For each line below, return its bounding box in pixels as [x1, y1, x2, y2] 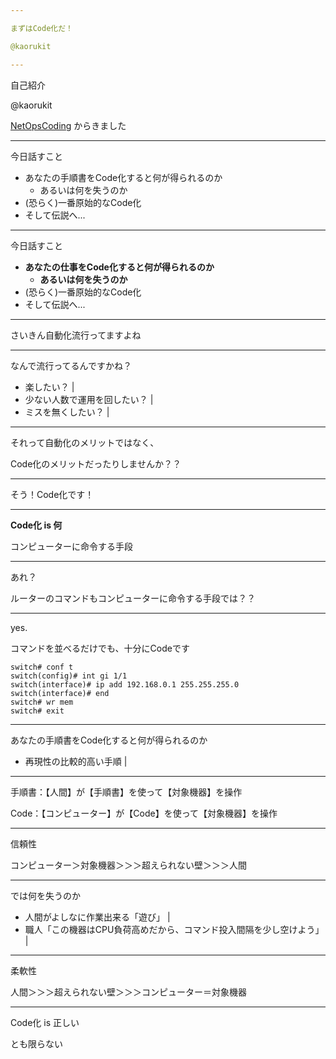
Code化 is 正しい [10, 1016, 80, 1028]
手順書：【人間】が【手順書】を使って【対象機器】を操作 [10, 786, 243, 798]
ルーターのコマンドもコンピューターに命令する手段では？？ [10, 592, 256, 604]
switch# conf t [10, 662, 74, 672]
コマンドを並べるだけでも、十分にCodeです [10, 642, 190, 654]
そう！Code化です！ [10, 488, 95, 500]
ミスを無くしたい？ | [24, 406, 110, 418]
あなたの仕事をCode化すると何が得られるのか [24, 261, 215, 273]
